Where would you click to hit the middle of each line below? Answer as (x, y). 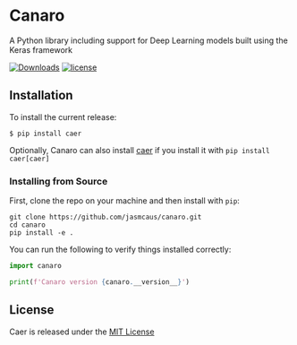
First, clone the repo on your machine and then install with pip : (124, 201)
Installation (41, 95)
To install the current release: (63, 116)
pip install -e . (42, 233)
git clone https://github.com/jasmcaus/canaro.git (106, 217)
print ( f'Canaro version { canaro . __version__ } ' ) (100, 282)
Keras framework (41, 49)
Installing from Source (59, 181)
